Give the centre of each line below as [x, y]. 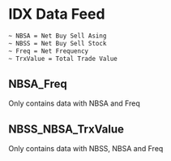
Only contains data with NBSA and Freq [74, 103]
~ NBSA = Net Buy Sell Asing [58, 36]
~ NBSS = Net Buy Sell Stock [58, 43]
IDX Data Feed [57, 14]
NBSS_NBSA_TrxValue [66, 129]
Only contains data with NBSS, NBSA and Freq [86, 149]
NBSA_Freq [38, 83]
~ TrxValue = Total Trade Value [63, 59]
